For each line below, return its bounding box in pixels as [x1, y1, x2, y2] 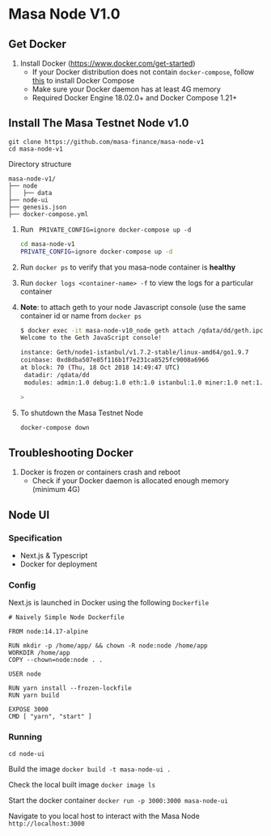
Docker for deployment [19, 559, 98, 569]
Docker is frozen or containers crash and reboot [19, 467, 180, 477]
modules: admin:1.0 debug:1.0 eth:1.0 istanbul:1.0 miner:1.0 [23, 378, 239, 387]
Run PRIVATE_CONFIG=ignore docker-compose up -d [19, 224, 192, 234]
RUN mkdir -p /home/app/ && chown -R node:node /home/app [8, 642, 208, 650]
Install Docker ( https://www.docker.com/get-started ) [19, 58, 196, 68]
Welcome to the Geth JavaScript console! [19, 333, 163, 342]
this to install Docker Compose [32, 76, 135, 85]
